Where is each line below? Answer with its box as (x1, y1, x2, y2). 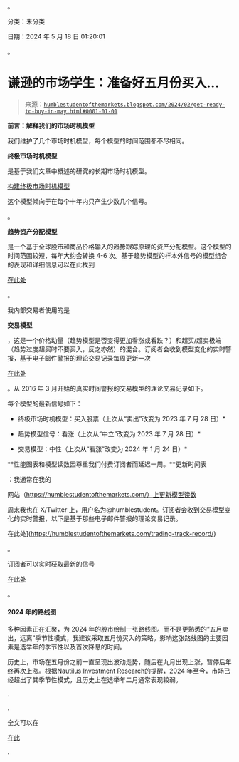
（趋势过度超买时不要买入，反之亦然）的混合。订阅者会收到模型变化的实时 (7, 344, 225, 354)
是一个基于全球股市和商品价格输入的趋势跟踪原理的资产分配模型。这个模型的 (7, 242, 232, 251)
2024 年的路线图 (7, 607, 57, 616)
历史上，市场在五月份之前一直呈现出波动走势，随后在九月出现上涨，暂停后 (7, 658, 225, 666)
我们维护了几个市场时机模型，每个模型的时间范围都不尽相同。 (7, 136, 188, 145)
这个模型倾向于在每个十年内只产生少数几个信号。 (7, 197, 151, 205)
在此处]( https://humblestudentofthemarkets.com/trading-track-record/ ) (7, 529, 216, 537)
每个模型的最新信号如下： (7, 399, 83, 408)
